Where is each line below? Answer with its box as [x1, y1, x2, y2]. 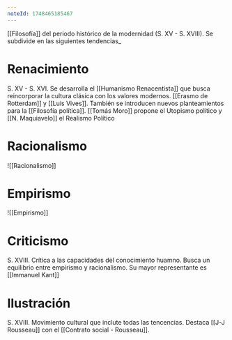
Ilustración [7, 295, 71, 311]
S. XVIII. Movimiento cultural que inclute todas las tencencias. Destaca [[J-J [7, 318, 225, 327]
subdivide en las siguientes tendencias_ [7, 36, 122, 45]
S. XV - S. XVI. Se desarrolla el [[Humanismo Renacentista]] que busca [7, 84, 210, 93]
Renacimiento [7, 61, 89, 77]
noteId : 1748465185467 [7, 10, 73, 17]
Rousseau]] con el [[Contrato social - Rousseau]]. [7, 325, 150, 334]
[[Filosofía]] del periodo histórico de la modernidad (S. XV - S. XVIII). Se [7, 29, 214, 38]
